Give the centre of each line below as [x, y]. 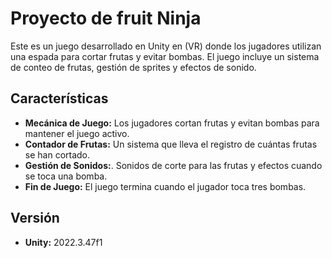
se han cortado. [57, 154]
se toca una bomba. [66, 176]
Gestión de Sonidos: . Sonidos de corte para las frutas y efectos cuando [173, 165]
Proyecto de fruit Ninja [106, 18]
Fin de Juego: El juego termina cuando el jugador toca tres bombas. [165, 186]
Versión [35, 218]
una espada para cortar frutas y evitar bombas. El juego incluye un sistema [165, 56]
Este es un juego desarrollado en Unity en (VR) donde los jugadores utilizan [166, 46]
